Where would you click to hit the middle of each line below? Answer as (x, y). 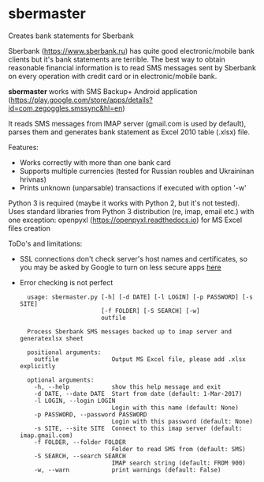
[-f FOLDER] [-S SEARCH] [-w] (151, 311)
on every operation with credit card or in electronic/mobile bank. (113, 76)
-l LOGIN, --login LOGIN (75, 401)
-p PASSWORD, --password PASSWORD (91, 414)
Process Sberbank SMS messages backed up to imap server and (130, 331)
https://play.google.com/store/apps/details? (82, 100)
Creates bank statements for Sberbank (71, 36)
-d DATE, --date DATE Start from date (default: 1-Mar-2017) (138, 394)
